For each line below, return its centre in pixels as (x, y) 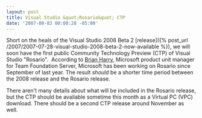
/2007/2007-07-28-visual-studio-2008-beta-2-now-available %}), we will (98, 47)
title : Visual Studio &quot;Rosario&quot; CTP (66, 18)
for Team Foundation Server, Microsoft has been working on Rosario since (99, 66)
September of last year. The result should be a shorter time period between (100, 73)
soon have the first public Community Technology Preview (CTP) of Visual (99, 53)
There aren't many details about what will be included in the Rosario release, (101, 91)
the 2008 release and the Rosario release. (58, 79)
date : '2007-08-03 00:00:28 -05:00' (52, 23)
